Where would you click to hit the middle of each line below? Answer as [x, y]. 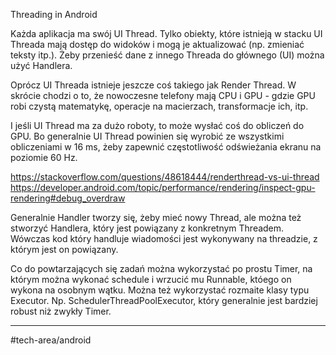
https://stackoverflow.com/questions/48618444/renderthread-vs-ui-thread [165, 177]
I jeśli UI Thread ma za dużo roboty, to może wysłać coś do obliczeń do [157, 125]
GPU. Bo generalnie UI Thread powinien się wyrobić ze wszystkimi [147, 136]
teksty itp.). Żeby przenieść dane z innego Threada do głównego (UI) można [167, 55]
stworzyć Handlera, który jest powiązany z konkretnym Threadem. [147, 228]
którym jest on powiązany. [64, 249]
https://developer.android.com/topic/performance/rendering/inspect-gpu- [163, 187]
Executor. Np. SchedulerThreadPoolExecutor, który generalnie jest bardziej [164, 300]
